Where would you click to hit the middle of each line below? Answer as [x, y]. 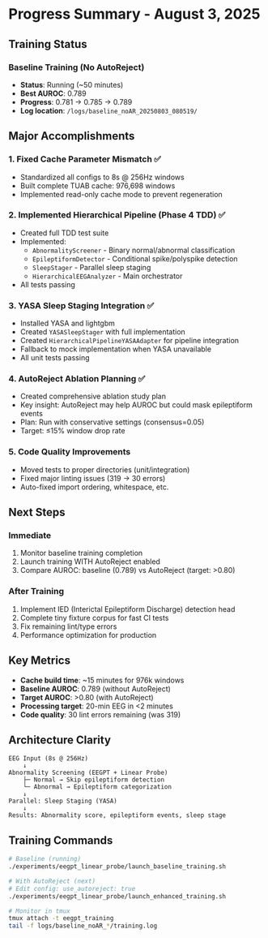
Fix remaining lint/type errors [68, 626]
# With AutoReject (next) [52, 881]
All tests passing [47, 284]
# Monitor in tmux [39, 911]
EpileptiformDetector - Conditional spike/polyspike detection [135, 258]
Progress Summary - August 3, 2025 [134, 14]
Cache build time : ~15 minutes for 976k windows [102, 680]
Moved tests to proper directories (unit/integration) [105, 469]
